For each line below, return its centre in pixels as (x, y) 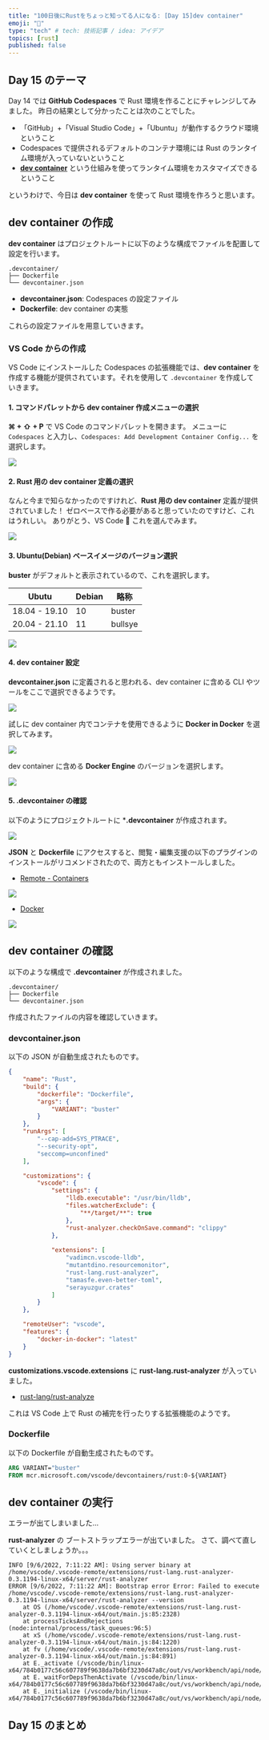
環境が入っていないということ (76, 158)
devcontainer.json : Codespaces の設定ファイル (99, 298)
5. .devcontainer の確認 (48, 801)
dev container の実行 (61, 1502)
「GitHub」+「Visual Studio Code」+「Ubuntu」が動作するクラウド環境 (139, 127)
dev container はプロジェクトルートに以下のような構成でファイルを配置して (134, 243)
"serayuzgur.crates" (100, 1287)
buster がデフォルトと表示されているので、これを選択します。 (111, 575)
